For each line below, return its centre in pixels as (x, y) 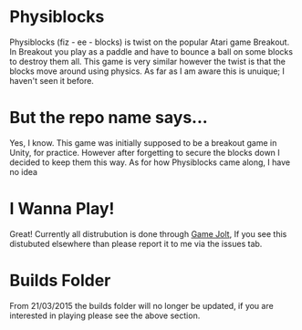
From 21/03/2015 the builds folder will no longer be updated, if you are (141, 305)
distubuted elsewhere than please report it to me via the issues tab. (136, 243)
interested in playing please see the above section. (105, 315)
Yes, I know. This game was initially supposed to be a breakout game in (143, 142)
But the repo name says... (109, 118)
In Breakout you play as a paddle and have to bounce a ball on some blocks (151, 51)
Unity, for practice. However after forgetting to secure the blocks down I (145, 152)
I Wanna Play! (62, 209)
